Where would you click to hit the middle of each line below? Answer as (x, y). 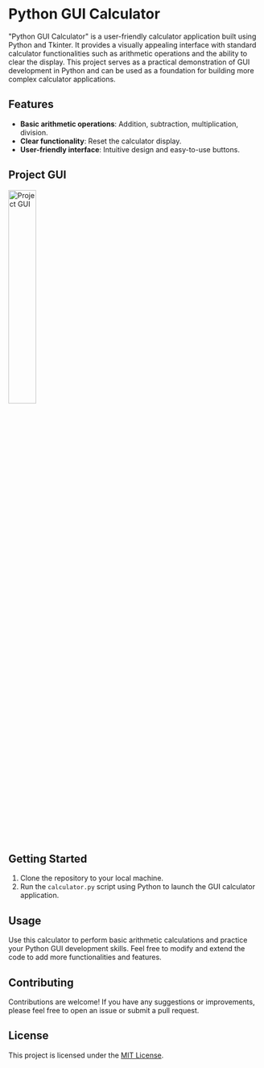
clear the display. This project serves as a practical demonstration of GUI (129, 62)
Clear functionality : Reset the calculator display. (101, 141)
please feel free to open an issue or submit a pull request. (104, 1010)
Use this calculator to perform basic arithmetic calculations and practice (128, 940)
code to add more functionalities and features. (85, 957)
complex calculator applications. (62, 79)
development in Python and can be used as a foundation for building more (132, 70)
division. (34, 132)
